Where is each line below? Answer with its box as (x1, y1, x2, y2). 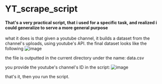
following (5, 46, 23, 52)
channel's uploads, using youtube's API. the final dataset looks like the (5, 41, 147, 46)
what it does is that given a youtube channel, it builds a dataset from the (5, 35, 150, 42)
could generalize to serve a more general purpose (5, 25, 108, 30)
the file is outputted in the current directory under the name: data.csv (5, 55, 144, 61)
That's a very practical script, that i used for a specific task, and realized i (5, 19, 157, 25)
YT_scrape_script (5, 3, 78, 14)
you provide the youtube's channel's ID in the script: (5, 64, 110, 70)
